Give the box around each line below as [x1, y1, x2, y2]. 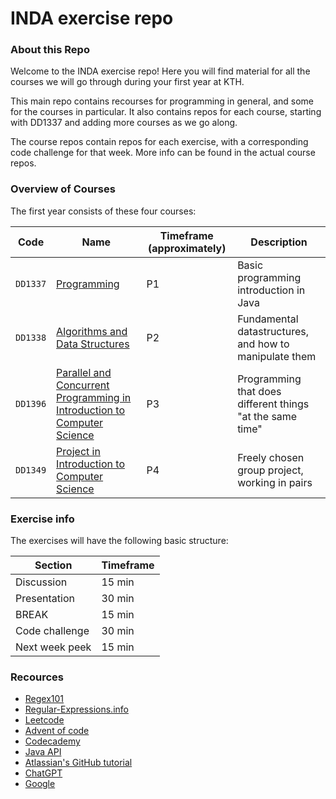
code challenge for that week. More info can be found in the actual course [10, 147, 316, 159]
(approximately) [148, 241, 227, 255]
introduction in [237, 283, 306, 297]
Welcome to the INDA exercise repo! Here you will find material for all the [10, 65, 311, 77]
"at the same [237, 409, 298, 423]
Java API [24, 746, 62, 758]
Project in [56, 444, 101, 458]
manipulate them [237, 349, 317, 363]
